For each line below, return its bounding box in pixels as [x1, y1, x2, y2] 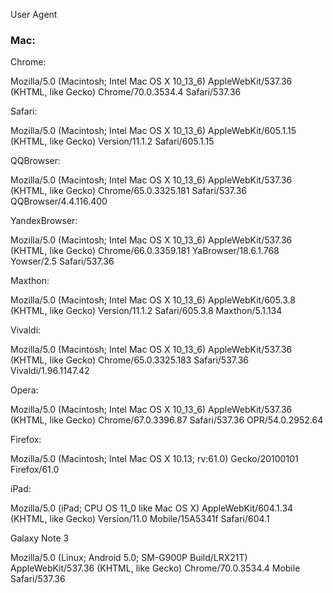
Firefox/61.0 [10, 464, 60, 476]
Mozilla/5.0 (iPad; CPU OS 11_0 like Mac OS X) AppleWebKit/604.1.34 [10, 502, 294, 514]
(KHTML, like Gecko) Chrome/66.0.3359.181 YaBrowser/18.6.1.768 [10, 245, 280, 257]
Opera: [10, 384, 39, 396]
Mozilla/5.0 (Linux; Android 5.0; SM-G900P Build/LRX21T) [10, 552, 248, 564]
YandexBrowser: [10, 215, 78, 227]
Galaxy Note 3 [10, 532, 70, 544]
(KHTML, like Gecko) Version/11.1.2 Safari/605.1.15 [10, 135, 215, 148]
